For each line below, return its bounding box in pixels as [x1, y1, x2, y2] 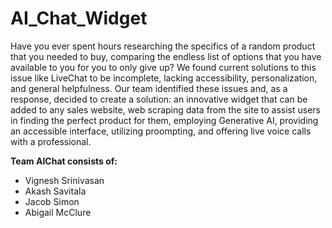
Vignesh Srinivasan [24, 174, 105, 186]
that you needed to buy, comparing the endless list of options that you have [10, 50, 322, 62]
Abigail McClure [24, 206, 92, 218]
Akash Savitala [24, 185, 87, 197]
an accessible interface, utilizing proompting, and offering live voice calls [10, 125, 312, 137]
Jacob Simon [24, 195, 80, 207]
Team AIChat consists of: [10, 155, 118, 167]
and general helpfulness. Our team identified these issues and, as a [10, 82, 288, 94]
